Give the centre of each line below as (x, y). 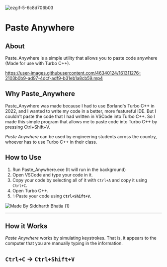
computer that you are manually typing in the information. (64, 243)
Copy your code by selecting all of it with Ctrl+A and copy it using (80, 180)
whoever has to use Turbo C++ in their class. (51, 142)
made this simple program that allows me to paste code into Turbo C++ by (81, 121)
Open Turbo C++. (30, 190)
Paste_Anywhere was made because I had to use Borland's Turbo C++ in (80, 106)
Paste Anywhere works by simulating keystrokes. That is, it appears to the (81, 238)
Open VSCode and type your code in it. (52, 175)
